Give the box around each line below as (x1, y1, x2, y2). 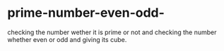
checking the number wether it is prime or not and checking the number (7, 28, 217, 36)
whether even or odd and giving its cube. (7, 35, 127, 43)
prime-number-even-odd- (7, 5, 165, 21)
